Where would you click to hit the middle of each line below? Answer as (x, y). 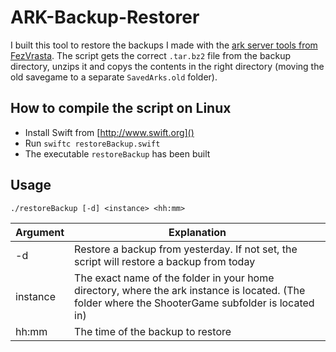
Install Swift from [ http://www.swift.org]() (109, 132)
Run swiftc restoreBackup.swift (92, 143)
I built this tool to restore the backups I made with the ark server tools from (164, 45)
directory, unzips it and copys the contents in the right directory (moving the (167, 66)
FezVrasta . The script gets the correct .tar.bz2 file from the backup (151, 55)
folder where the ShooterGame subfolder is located (194, 303)
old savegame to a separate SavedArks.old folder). (114, 77)
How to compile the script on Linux (121, 108)
